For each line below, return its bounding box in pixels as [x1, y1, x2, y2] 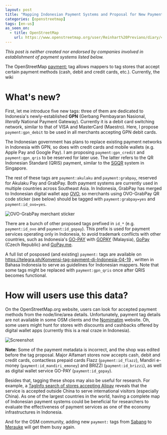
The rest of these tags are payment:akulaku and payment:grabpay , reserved [5, 174, 157, 180]
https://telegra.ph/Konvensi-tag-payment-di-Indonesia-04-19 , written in [5, 257, 154, 262]
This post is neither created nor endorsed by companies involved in [5, 48, 144, 55]
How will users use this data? [5, 290, 128, 301]
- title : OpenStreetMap [9, 30, 59, 35]
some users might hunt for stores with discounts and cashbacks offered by [5, 322, 159, 328]
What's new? [5, 91, 61, 103]
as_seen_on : [5, 26, 30, 31]
